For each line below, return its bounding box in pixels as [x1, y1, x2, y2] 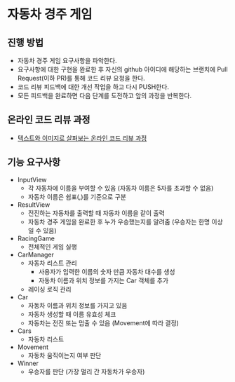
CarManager [17, 250, 55, 259]
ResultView [17, 200, 51, 209]
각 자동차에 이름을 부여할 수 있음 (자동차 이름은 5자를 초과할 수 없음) [27, 184, 214, 192]
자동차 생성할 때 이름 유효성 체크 [27, 310, 116, 318]
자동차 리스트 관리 [27, 259, 77, 267]
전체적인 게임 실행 [27, 243, 77, 251]
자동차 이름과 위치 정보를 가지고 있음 [27, 301, 128, 309]
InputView [17, 175, 47, 184]
